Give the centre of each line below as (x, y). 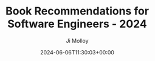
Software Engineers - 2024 (77, 24)
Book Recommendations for (77, 11)
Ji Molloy (77, 40)
